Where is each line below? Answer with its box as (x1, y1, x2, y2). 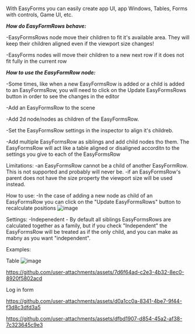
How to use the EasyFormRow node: (6, 69, 96, 76)
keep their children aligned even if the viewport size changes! (6, 40, 154, 47)
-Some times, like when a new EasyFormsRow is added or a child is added (6, 80, 185, 87)
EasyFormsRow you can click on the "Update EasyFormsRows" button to (6, 199, 181, 205)
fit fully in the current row (6, 58, 67, 64)
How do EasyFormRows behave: (6, 23, 86, 29)
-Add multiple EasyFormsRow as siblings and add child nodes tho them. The (6, 138, 190, 145)
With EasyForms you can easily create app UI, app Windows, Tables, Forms (6, 5, 188, 12)
